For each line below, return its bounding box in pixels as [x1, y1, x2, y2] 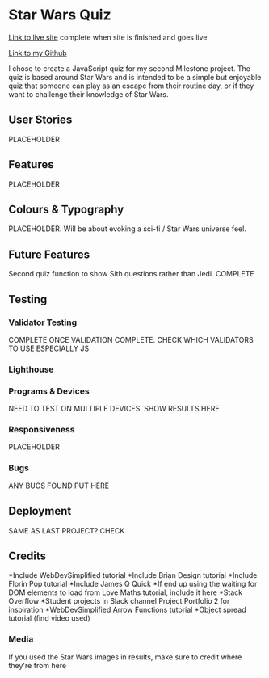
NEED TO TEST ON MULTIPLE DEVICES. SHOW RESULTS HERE [8, 404, 220, 414]
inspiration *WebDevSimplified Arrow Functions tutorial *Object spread [8, 604, 246, 615]
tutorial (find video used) [8, 613, 90, 623]
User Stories [8, 113, 73, 127]
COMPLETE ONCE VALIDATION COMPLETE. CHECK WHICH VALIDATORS [8, 335, 254, 344]
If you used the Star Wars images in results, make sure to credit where [8, 652, 242, 662]
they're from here [8, 660, 67, 670]
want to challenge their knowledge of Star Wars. [8, 89, 169, 99]
